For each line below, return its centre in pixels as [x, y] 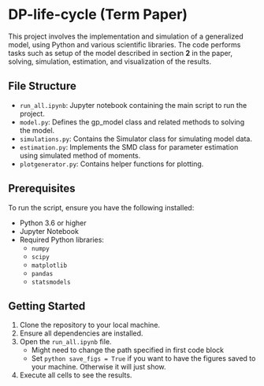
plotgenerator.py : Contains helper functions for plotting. [112, 164]
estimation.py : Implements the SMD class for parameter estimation [129, 147]
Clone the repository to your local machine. [89, 325]
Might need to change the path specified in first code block [128, 350]
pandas [42, 273]
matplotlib [49, 265]
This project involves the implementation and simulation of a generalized [126, 36]
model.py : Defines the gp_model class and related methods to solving [132, 122]
